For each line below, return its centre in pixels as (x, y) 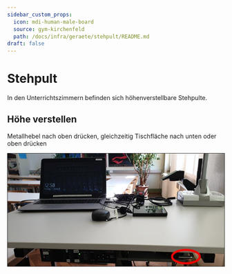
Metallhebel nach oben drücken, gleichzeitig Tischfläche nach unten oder (112, 136)
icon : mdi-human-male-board (54, 22)
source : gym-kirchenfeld (49, 29)
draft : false (26, 44)
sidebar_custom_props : (40, 14)
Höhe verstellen (42, 120)
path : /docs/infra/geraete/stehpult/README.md (81, 37)
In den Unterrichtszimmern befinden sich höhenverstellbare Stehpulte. (107, 98)
